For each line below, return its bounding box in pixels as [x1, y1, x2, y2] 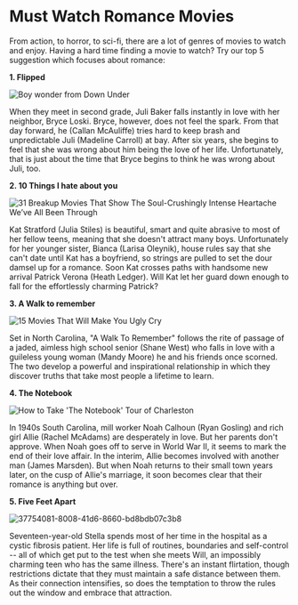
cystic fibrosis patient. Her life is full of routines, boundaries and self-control [9, 540, 289, 551]
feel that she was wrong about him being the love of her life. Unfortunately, [9, 144, 284, 155]
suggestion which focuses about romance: [9, 54, 166, 65]
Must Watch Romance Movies [9, 6, 235, 27]
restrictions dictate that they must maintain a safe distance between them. [9, 568, 281, 579]
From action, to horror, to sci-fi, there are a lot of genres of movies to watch [9, 36, 286, 46]
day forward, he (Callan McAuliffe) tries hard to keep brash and [9, 125, 240, 135]
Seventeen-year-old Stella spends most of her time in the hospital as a [9, 530, 268, 541]
